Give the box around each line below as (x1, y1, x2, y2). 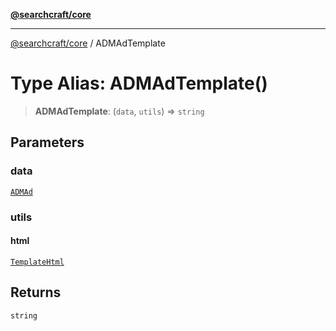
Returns (10, 284, 62, 301)
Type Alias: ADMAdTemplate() (10, 72, 268, 95)
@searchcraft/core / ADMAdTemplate (10, 37, 166, 49)
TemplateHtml (10, 257, 65, 267)
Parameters (10, 134, 85, 151)
